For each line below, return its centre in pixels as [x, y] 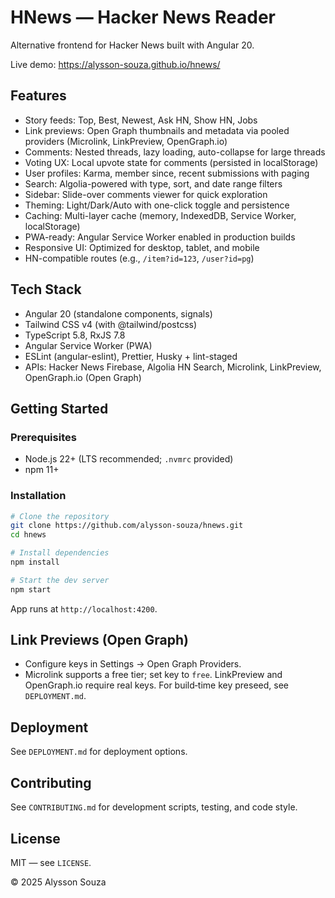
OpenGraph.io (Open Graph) [83, 377]
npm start [31, 589]
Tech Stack [46, 289]
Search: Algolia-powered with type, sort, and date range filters [153, 183]
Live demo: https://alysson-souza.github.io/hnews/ [115, 64]
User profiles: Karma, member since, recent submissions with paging [167, 173]
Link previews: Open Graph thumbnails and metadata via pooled [157, 130]
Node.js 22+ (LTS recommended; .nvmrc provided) [129, 459]
